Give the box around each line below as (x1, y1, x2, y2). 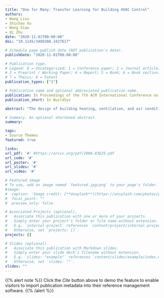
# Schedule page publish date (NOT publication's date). (5, 47, 123, 53)
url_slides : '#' (5, 164, 38, 169)
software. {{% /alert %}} (5, 287, 54, 294)
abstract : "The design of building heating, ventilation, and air (5, 106, 143, 111)
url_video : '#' (5, 169, 36, 174)
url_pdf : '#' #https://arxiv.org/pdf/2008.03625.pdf (5, 151, 115, 156)
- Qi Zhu (5, 30, 23, 35)
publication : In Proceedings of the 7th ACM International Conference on (5, 92, 159, 98)
